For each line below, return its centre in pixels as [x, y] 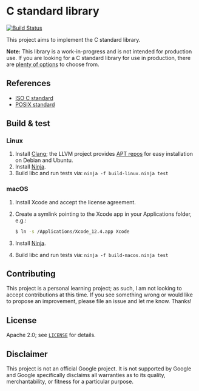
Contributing [31, 274]
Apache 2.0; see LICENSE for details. [51, 335]
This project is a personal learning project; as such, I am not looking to [94, 289]
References [29, 83]
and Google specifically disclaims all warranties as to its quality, [86, 375]
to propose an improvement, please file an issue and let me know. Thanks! [99, 301]
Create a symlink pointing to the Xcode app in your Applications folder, [103, 214]
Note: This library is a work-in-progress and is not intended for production [99, 51]
